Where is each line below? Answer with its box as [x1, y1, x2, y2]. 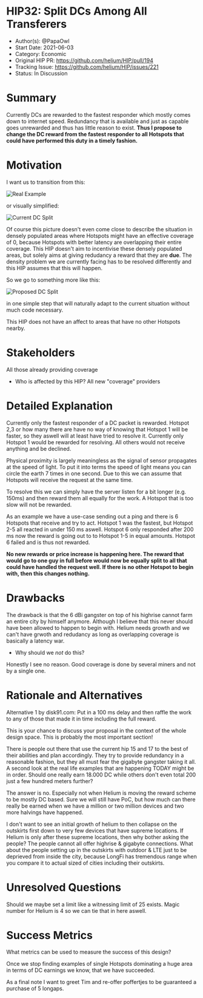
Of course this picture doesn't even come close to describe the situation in [6, 225, 193, 232]
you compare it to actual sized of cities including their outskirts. [6, 859, 165, 867]
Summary [6, 91, 56, 105]
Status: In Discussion [15, 69, 68, 77]
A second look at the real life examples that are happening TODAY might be [6, 764, 195, 772]
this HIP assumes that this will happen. [6, 264, 103, 271]
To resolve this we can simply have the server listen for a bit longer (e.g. [6, 488, 187, 495]
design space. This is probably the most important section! [6, 733, 153, 741]
